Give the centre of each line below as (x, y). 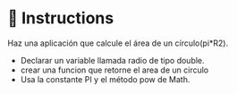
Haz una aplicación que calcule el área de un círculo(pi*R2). (118, 43)
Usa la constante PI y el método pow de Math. (105, 79)
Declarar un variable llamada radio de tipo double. (113, 60)
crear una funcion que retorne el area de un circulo (114, 70)
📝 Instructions (61, 18)
